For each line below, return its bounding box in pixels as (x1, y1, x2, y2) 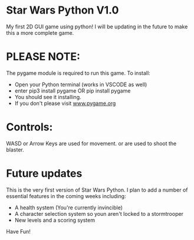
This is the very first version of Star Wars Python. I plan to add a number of (6, 186, 188, 193)
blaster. (6, 146, 25, 153)
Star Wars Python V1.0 (6, 4, 119, 17)
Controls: (6, 120, 53, 134)
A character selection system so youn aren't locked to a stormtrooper (14, 210, 184, 217)
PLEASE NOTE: (6, 50, 81, 64)
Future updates (6, 167, 83, 180)
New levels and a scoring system (14, 216, 96, 223)
